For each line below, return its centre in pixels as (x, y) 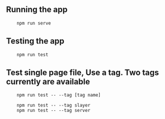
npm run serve (34, 23)
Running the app (37, 10)
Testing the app (35, 41)
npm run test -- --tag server (54, 111)
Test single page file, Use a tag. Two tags (82, 73)
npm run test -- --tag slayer (54, 106)
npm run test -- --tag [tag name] (59, 95)
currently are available (48, 82)
